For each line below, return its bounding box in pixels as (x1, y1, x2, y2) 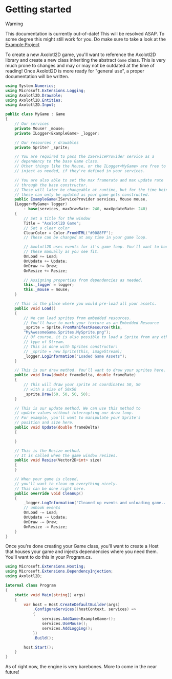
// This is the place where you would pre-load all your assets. (14, 301, 157, 306)
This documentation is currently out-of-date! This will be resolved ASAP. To (5, 30, 165, 36)
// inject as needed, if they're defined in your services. (14, 169, 145, 174)
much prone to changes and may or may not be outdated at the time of (5, 62, 155, 68)
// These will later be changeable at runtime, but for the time (14, 187, 157, 192)
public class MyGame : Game (5, 112, 66, 117)
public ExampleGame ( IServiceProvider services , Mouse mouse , (14, 197, 147, 202)
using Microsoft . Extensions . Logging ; (5, 88, 86, 93)
